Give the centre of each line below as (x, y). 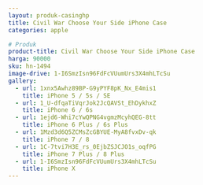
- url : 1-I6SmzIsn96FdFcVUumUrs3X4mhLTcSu (86, 161)
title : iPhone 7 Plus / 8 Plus (74, 154)
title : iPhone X (49, 169)
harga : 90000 (30, 59)
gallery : (22, 81)
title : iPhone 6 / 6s (57, 110)
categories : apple (38, 30)
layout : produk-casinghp (49, 15)
